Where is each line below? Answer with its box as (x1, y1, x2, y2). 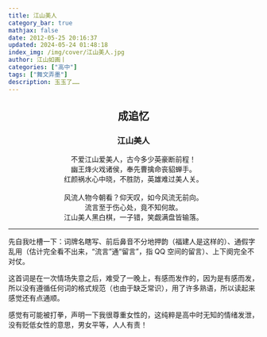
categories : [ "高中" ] (8, 63, 78, 71)
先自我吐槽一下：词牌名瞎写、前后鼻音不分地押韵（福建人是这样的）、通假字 (8, 237, 256, 247)
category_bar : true (8, 19, 73, 27)
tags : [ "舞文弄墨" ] (8, 71, 68, 79)
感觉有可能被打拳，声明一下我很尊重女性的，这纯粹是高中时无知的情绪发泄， (8, 310, 259, 320)
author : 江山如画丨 (8, 56, 67, 64)
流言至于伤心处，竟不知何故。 (84, 203, 183, 213)
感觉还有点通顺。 (8, 293, 64, 303)
